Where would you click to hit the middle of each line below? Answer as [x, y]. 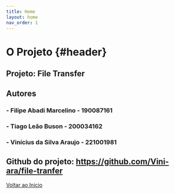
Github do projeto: [40, 161]
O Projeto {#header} [57, 52]
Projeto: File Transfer [46, 74]
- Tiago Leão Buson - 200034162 [55, 127]
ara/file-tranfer [34, 171]
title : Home [21, 12]
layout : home [22, 17]
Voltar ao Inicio [24, 185]
